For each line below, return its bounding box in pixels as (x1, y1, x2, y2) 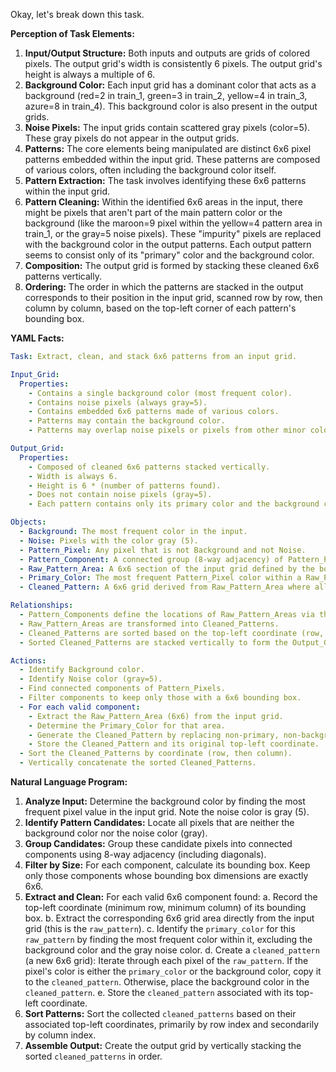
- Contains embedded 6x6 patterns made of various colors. (28, 407, 280, 417)
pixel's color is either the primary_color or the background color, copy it (24, 965, 322, 977)
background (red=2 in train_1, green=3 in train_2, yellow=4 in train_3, (24, 90, 308, 101)
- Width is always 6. (28, 471, 118, 481)
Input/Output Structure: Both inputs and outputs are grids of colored (24, 47, 311, 59)
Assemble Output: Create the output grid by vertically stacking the (24, 1040, 302, 1051)
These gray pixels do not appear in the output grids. (24, 132, 240, 144)
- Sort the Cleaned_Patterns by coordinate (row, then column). (19, 749, 293, 759)
